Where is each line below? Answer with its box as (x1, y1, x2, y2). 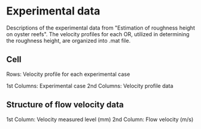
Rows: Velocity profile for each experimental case (6, 71, 130, 78)
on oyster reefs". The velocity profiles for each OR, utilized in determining (6, 30, 189, 37)
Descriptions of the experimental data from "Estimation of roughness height (6, 24, 196, 31)
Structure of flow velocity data (6, 99, 124, 110)
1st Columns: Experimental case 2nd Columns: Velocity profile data (6, 82, 174, 89)
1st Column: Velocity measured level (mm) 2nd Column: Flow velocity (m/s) (6, 116, 194, 123)
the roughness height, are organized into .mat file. (6, 37, 131, 44)
